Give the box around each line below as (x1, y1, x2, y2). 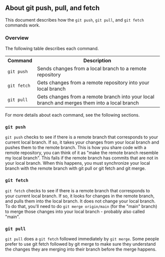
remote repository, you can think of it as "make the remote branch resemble (5, 150, 159, 156)
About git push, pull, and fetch (5, 4, 100, 12)
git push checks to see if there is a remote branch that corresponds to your (5, 134, 159, 140)
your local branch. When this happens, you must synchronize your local (5, 160, 150, 166)
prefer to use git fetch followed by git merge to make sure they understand (5, 241, 156, 247)
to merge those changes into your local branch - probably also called (5, 208, 145, 214)
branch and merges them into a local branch (37, 100, 139, 106)
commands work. (5, 22, 40, 28)
